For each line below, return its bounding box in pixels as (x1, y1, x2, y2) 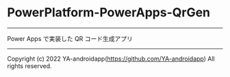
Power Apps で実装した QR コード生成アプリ (7, 34, 133, 42)
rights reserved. (7, 61, 53, 70)
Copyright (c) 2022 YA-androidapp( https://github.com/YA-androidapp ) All (7, 55, 215, 63)
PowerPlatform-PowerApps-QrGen (7, 5, 211, 20)
